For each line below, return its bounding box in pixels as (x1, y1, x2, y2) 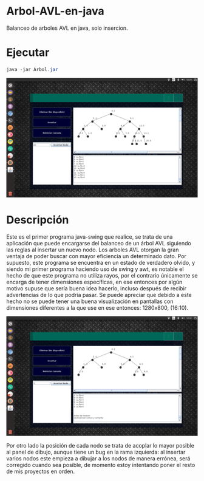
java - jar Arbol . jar (6, 66, 59, 72)
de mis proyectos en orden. (6, 468, 75, 475)
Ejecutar (6, 46, 50, 60)
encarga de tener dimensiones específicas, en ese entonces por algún (6, 278, 183, 285)
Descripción (6, 213, 69, 227)
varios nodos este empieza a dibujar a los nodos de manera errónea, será (6, 454, 191, 462)
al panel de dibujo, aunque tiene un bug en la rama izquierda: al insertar (6, 448, 186, 455)
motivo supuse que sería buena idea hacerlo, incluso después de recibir (6, 284, 187, 292)
